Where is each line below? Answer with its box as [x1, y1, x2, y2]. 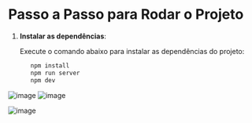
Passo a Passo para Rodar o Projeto [8, 5, 244, 24]
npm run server [30, 69, 80, 77]
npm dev [30, 76, 56, 84]
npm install [30, 61, 70, 70]
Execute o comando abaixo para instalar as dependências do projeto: [19, 46, 245, 56]
